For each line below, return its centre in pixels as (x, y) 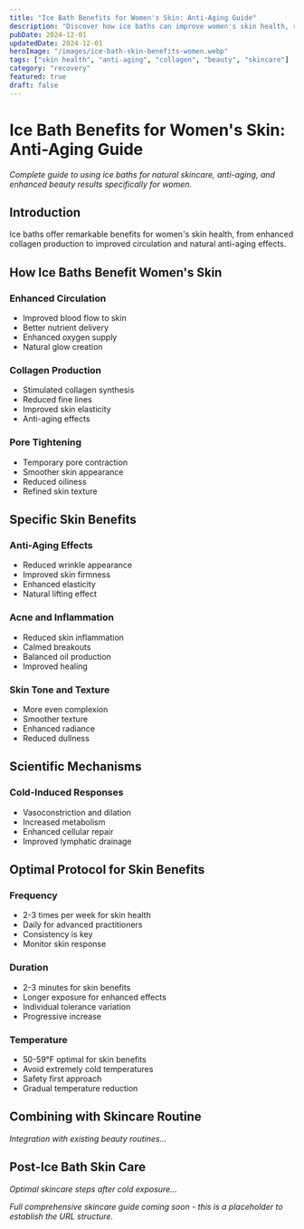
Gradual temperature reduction (80, 1088)
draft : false (34, 85)
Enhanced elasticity (59, 585)
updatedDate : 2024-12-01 (56, 43)
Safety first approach (62, 1079)
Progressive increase (62, 1016)
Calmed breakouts (57, 647)
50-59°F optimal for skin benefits (84, 1059)
